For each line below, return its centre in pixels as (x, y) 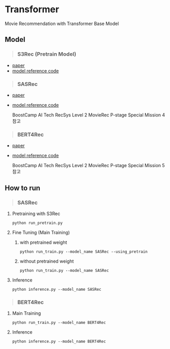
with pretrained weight (43, 242)
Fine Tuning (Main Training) (41, 232)
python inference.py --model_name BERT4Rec (59, 342)
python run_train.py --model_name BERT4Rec (59, 323)
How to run (23, 188)
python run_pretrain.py (37, 223)
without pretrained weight (47, 261)
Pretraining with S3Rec (36, 214)
